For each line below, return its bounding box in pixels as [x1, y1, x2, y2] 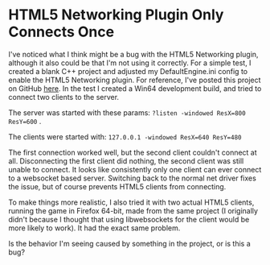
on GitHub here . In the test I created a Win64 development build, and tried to [8, 83, 262, 93]
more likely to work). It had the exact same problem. [8, 223, 181, 233]
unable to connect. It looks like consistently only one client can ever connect [8, 164, 262, 174]
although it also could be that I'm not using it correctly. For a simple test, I [8, 58, 252, 68]
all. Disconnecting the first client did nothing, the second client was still [8, 155, 244, 166]
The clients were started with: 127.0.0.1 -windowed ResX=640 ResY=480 [8, 131, 242, 142]
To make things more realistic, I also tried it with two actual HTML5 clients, [8, 197, 255, 207]
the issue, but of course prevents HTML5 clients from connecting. [8, 181, 227, 191]
